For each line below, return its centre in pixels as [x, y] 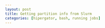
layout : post [18, 9]
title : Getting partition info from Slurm [48, 14]
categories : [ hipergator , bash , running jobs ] [53, 18]
